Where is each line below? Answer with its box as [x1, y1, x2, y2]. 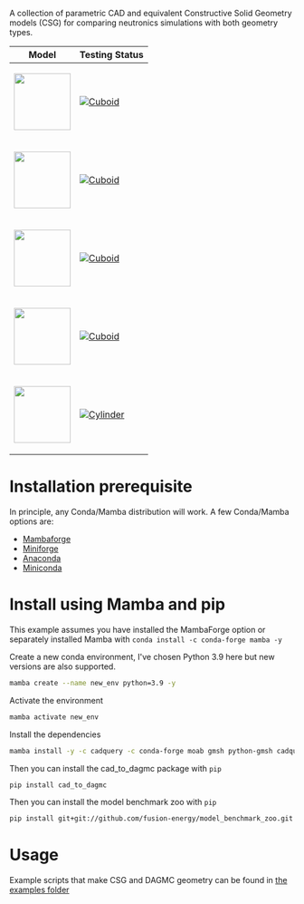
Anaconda [22, 552, 62, 563]
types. [9, 27, 33, 37]
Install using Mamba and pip [9, 594, 226, 615]
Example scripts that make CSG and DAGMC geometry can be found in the [9, 875, 288, 886]
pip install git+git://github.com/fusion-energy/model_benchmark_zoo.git [9, 814, 294, 823]
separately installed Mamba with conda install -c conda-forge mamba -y [9, 634, 282, 645]
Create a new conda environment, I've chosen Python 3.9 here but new [9, 651, 275, 662]
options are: [9, 516, 54, 527]
